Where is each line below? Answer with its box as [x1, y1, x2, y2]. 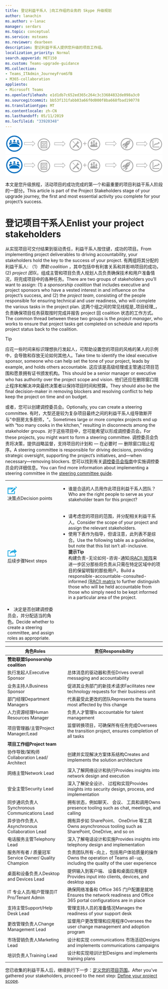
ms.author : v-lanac [5, 19, 46, 24]
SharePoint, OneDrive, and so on [67, 828, 134, 834]
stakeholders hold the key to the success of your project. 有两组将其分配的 [5, 257, 159, 263]
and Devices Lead [7, 876, 44, 882]
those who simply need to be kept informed [68, 589, 157, 595]
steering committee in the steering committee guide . [5, 470, 113, 476]
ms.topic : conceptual [5, 29, 50, 35]
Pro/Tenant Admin [7, 894, 45, 900]
